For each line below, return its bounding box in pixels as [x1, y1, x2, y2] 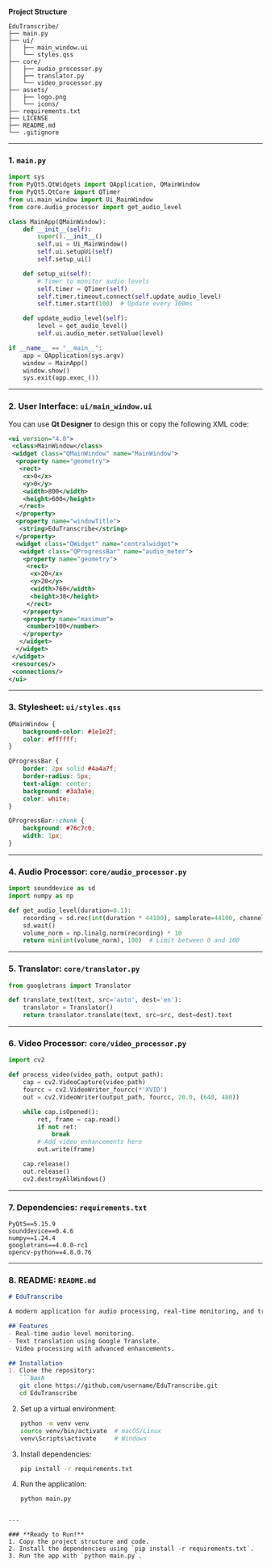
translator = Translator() [23, 1003, 114, 1012]
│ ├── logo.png [8, 93, 67, 101]
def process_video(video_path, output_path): [8, 1070, 164, 1079]
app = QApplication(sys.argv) [23, 351, 125, 359]
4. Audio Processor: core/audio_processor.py [8, 866, 187, 877]
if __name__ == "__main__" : [8, 343, 103, 352]
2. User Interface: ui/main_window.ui [8, 401, 152, 412]
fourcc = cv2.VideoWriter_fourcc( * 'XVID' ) [23, 1086, 168, 1094]
